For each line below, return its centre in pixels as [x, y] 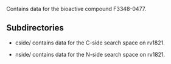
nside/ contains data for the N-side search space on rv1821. [90, 54]
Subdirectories [35, 28]
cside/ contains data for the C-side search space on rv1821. [90, 43]
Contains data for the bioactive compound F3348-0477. [76, 9]
